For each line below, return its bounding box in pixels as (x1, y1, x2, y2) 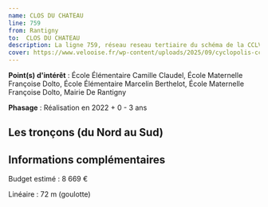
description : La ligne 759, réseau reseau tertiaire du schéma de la (8, 41, 245, 49)
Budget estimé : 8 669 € (8, 174, 89, 184)
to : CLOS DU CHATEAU (8, 33, 81, 42)
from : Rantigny (8, 26, 59, 34)
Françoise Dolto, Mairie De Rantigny (8, 88, 126, 96)
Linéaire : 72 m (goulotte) (8, 189, 91, 199)
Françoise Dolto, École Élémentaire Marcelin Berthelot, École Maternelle (8, 79, 245, 88)
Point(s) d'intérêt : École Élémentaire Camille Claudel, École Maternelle (8, 71, 243, 80)
